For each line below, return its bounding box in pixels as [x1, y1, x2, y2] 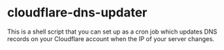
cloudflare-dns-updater [7, 5, 148, 21]
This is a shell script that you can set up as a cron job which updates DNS [7, 27, 217, 36]
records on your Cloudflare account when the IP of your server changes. [7, 34, 215, 42]
